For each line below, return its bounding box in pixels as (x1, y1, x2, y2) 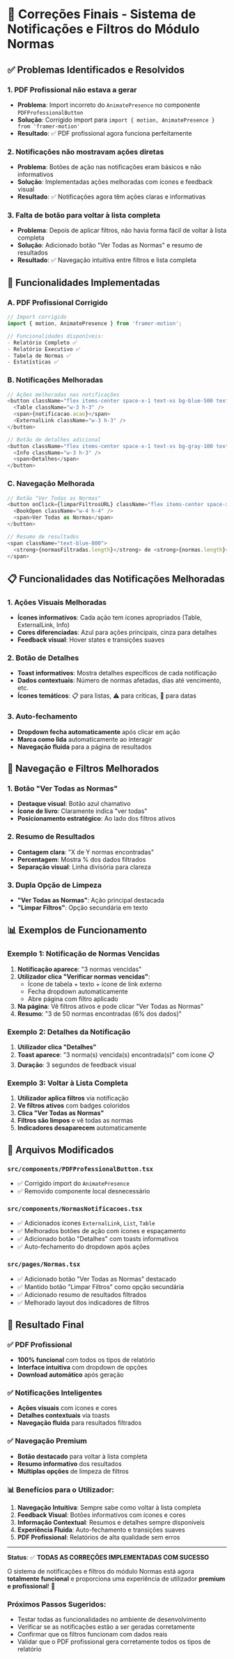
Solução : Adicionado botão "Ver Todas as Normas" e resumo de (17, 241, 203, 250)
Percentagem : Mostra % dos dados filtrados (17, 855, 146, 863)
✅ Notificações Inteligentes (7, 1388, 102, 1398)
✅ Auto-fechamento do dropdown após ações (17, 1242, 150, 1251)
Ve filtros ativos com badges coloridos (17, 1101, 130, 1110)
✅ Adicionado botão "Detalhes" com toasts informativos (17, 1235, 179, 1243)
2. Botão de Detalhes (7, 653, 79, 663)
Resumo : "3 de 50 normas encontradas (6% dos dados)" (17, 1010, 182, 1018)
